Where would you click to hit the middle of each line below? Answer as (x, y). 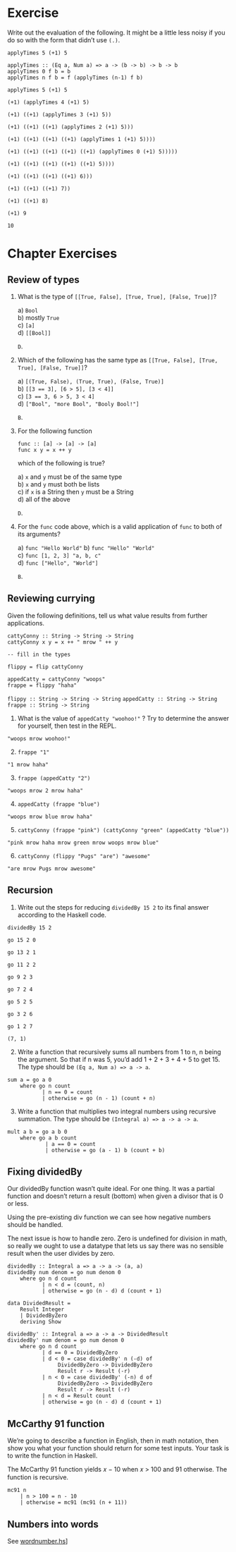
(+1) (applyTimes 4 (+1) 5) (49, 102)
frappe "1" (33, 752)
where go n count (45, 1086)
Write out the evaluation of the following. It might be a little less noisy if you (116, 32)
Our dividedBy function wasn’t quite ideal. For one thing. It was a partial (111, 1189)
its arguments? (39, 534)
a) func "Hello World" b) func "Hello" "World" (86, 547)
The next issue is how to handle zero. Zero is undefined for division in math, (117, 1238)
